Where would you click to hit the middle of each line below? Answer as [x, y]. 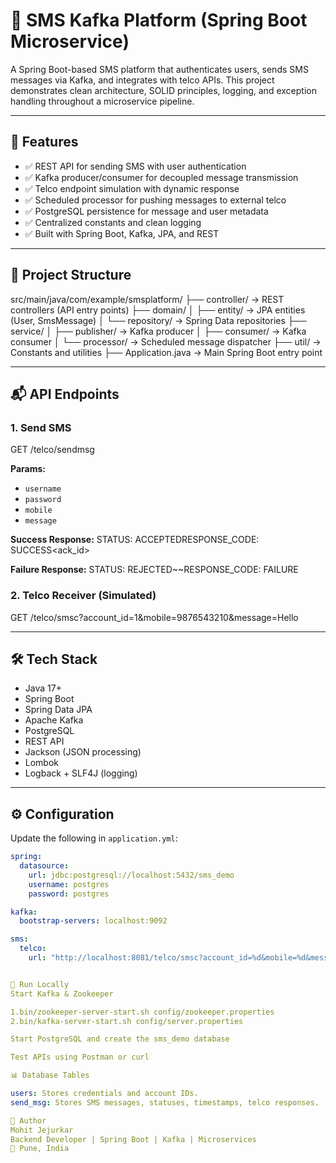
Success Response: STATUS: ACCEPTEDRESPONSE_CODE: [135, 540]
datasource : [44, 866]
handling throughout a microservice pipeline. [102, 101]
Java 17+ [43, 688]
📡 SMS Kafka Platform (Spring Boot [159, 20]
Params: [28, 469]
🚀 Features [44, 142]
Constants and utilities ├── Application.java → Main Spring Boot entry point [166, 352]
